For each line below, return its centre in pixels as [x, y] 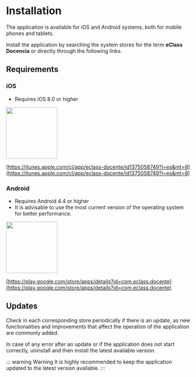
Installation [34, 11]
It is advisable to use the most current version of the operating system [99, 207]
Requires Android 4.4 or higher [52, 201]
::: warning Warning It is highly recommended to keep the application [89, 362]
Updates [22, 306]
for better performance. [43, 213]
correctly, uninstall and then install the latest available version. [81, 350]
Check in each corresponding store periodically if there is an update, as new [98, 320]
